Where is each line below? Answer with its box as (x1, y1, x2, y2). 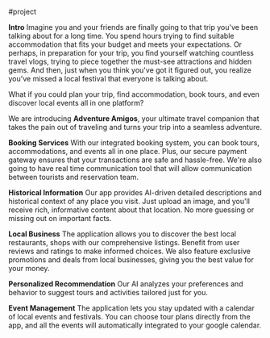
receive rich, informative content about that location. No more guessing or (8, 205, 255, 215)
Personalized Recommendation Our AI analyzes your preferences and (8, 279, 243, 289)
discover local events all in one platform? (8, 98, 144, 107)
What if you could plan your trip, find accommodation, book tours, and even (8, 90, 260, 99)
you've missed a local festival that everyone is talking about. (8, 74, 209, 83)
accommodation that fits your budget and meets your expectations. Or (8, 40, 243, 49)
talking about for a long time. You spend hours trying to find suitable (8, 31, 235, 40)
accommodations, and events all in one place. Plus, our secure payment (8, 147, 247, 156)
